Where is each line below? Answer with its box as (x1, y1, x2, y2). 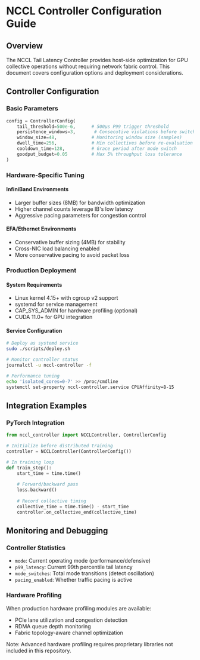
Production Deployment (6, 266, 77, 274)
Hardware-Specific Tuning (6, 171, 85, 179)
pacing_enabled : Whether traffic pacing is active (14, 576, 133, 584)
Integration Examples (6, 400, 87, 410)
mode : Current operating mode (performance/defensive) (14, 557, 151, 564)
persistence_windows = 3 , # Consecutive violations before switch (17, 129, 196, 135)
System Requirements (6, 281, 62, 288)
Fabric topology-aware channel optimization (14, 629, 124, 636)
